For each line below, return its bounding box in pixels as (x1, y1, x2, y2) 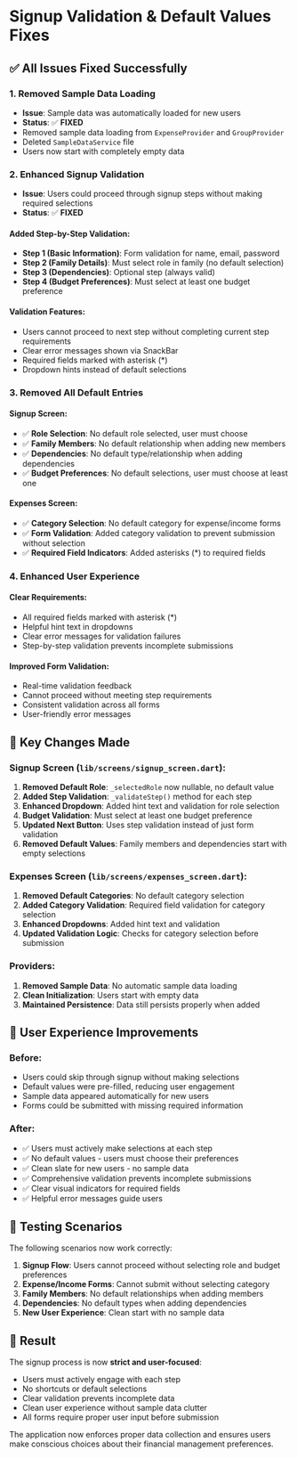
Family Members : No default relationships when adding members (21, 1289, 264, 1299)
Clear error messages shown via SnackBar (21, 345, 179, 355)
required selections (21, 198, 93, 208)
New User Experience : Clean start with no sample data (21, 1307, 225, 1318)
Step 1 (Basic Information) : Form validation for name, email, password (21, 248, 280, 259)
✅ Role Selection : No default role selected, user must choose (21, 428, 248, 438)
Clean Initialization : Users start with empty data (21, 990, 199, 1000)
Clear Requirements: (9, 592, 87, 603)
